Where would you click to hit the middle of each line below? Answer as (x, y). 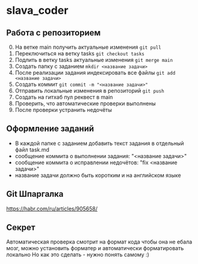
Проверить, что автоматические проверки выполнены (85, 103)
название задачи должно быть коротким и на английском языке (98, 175)
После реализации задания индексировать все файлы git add (95, 72)
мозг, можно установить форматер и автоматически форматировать (95, 248)
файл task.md (32, 149)
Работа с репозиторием (54, 33)
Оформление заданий (50, 129)
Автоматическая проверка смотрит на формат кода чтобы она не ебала (99, 242)
